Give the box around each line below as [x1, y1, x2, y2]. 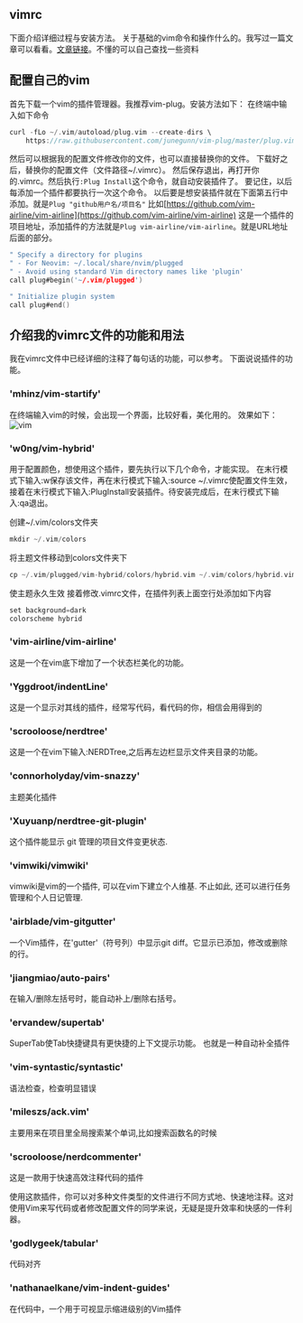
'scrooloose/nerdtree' [9, 725, 108, 738]
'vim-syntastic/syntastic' [9, 1061, 124, 1074]
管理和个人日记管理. [9, 892, 84, 903]
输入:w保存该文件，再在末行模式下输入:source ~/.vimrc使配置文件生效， [24, 475, 293, 486]
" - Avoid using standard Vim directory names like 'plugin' [9, 267, 244, 276]
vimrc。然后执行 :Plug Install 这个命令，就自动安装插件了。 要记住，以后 [19, 176, 293, 187]
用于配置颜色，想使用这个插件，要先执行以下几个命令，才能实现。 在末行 [9, 464, 280, 475]
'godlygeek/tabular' [9, 1237, 99, 1250]
